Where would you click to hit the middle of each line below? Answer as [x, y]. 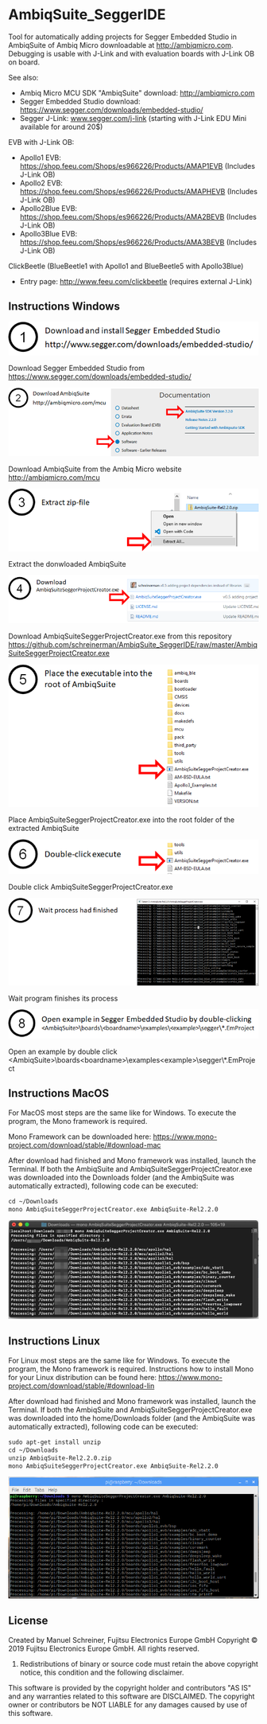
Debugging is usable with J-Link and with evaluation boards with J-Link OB [132, 53]
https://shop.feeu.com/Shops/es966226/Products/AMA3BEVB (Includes [138, 242]
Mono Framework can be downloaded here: [80, 1137]
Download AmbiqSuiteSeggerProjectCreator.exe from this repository [120, 636]
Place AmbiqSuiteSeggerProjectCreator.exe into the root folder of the [122, 819]
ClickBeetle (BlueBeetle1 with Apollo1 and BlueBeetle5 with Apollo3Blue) [126, 266]
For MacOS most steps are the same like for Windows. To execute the [122, 1113]
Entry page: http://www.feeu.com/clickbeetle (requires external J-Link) [136, 281]
